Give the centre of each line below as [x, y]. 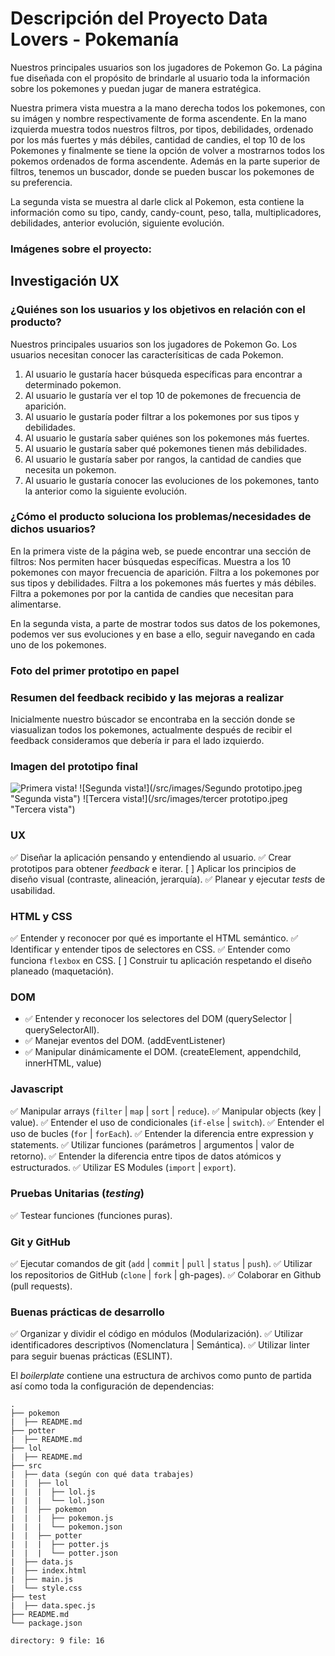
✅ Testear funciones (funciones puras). [91, 1215]
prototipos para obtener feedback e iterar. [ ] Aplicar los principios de [153, 868]
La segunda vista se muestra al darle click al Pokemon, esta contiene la [157, 201]
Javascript [37, 1089]
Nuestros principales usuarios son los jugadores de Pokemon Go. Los [154, 344]
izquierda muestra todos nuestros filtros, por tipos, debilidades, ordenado [162, 129]
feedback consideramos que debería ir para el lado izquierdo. [137, 741]
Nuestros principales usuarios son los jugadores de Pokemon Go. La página [166, 67]
